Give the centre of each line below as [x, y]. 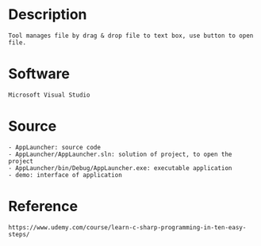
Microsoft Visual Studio [49, 95]
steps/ [19, 234]
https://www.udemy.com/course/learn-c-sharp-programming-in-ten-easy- [127, 227]
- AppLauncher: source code [55, 147]
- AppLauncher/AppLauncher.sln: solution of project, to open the [120, 154]
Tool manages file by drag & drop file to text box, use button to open [131, 36]
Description [48, 15]
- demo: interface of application [65, 175]
